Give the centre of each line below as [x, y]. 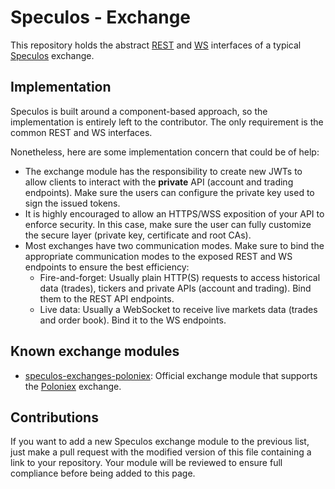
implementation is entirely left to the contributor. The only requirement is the [167, 122]
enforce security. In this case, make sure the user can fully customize [168, 224]
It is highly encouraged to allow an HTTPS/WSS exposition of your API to [174, 213]
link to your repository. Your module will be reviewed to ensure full [146, 463]
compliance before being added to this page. [103, 473]
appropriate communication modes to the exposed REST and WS [158, 256]
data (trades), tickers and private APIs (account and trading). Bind [175, 288]
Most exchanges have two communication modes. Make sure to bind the [174, 245]
